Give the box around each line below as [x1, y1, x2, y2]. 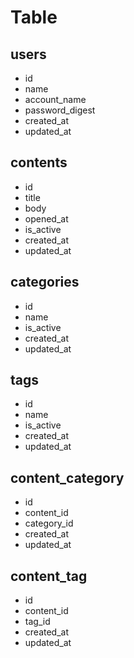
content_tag [10, 567, 88, 585]
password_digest [24, 104, 96, 116]
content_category [10, 469, 125, 486]
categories [10, 274, 80, 291]
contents [10, 154, 68, 171]
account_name [24, 94, 87, 105]
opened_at [24, 212, 69, 225]
